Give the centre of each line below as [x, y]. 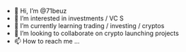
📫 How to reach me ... [47, 41]
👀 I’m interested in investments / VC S [69, 18]
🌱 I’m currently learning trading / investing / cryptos [89, 26]
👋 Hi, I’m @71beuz [40, 11]
